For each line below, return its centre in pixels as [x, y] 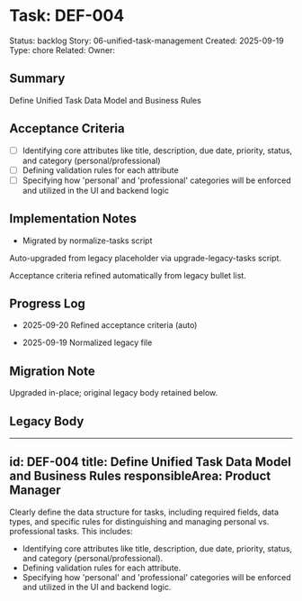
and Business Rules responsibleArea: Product [140, 476]
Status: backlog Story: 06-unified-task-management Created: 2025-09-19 [147, 41]
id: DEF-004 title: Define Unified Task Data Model [151, 462]
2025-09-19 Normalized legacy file [87, 342]
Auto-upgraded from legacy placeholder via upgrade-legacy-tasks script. [145, 258]
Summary [37, 79]
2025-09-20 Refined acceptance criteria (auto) [110, 325]
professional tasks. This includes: [71, 531]
